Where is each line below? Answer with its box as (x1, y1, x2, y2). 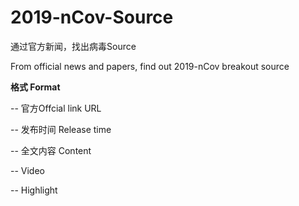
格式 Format (10, 81, 61, 93)
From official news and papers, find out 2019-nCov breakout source (10, 60, 290, 72)
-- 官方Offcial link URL (10, 102, 102, 114)
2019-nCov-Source (10, 6, 174, 29)
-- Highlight (10, 184, 58, 196)
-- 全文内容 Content (10, 144, 92, 156)
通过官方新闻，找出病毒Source (10, 40, 137, 52)
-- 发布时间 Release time (10, 123, 112, 135)
